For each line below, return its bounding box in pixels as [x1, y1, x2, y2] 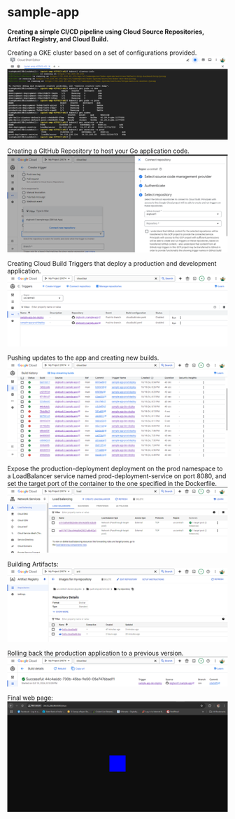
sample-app [7, 4, 80, 20]
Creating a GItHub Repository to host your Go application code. [7, 147, 190, 155]
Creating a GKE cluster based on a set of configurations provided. [7, 48, 197, 57]
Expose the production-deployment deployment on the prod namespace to [7, 464, 223, 473]
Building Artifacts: [7, 560, 59, 569]
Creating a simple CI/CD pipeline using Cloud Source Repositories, [7, 27, 205, 36]
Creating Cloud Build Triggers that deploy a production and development [7, 259, 217, 267]
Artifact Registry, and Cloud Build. [7, 34, 109, 43]
